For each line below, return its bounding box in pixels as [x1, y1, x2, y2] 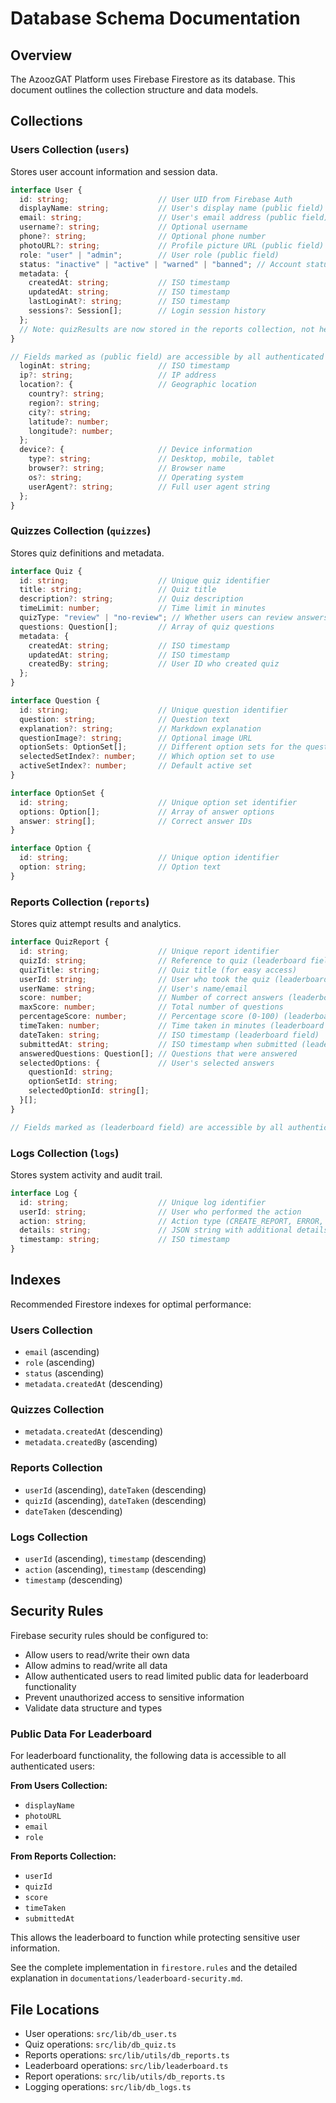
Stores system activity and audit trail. [10, 1168, 163, 1181]
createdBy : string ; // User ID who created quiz [28, 659, 280, 669]
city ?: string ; [28, 407, 92, 417]
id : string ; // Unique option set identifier [19, 797, 298, 807]
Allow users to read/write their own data [24, 1648, 190, 1661]
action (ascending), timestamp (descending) [24, 1563, 207, 1576]
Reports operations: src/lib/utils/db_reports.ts [24, 2049, 230, 2061]
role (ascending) [24, 1357, 96, 1369]
